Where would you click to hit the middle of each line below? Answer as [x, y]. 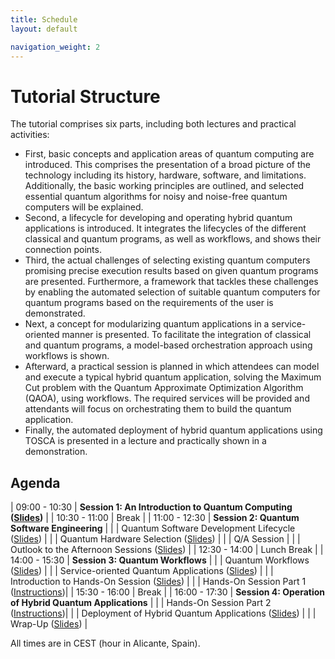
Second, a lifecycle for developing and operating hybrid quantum [158, 218]
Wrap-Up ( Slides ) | [49, 624]
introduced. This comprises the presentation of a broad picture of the [167, 165]
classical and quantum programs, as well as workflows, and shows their [173, 239]
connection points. [63, 250]
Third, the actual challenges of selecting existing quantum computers [167, 260]
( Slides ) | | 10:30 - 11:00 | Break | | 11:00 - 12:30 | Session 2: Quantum [155, 518]
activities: [30, 135]
